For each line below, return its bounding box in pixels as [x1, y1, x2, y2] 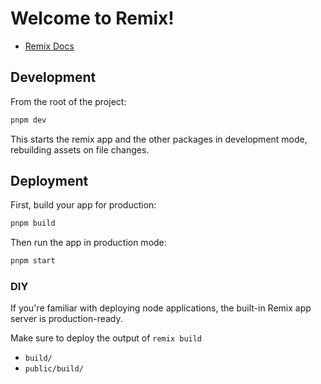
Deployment [10, 173, 89, 190]
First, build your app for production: [10, 199, 157, 211]
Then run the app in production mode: [10, 237, 167, 249]
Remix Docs [24, 40, 75, 52]
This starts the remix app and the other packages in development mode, [10, 133, 308, 145]
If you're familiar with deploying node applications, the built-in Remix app [10, 302, 312, 314]
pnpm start [10, 256, 56, 266]
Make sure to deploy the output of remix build [10, 332, 203, 344]
